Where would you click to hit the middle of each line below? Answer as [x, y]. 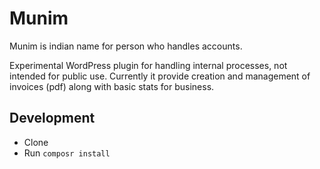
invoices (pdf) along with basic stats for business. [112, 86]
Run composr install [67, 153]
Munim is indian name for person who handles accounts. [126, 46]
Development [52, 118]
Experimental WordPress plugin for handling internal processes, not [148, 65]
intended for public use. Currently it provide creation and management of [160, 76]
